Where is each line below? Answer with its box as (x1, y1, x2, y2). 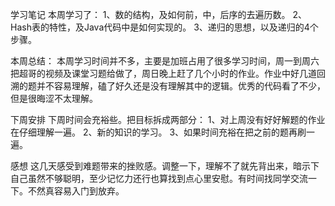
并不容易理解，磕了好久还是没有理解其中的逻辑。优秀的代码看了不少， (36, 80, 326, 92)
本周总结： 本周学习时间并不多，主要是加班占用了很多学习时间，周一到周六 (10, 55, 320, 67)
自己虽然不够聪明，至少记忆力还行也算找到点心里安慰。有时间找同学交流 (10, 173, 308, 184)
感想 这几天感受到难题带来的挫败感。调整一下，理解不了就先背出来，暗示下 (10, 160, 320, 172)
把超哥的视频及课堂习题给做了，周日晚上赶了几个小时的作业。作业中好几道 (10, 68, 317, 79)
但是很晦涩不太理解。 (10, 93, 98, 104)
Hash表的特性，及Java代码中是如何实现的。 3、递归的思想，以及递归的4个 (10, 21, 319, 33)
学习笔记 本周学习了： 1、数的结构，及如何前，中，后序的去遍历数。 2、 (10, 9, 308, 20)
